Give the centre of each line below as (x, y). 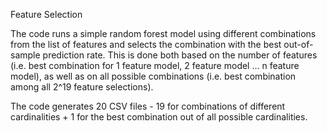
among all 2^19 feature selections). (82, 87)
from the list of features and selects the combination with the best (146, 44)
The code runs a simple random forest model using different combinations (163, 33)
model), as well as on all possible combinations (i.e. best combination (153, 76)
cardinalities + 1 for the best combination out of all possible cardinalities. (159, 117)
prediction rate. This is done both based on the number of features (180, 55)
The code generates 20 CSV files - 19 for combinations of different (148, 106)
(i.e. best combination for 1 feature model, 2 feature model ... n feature (155, 65)
